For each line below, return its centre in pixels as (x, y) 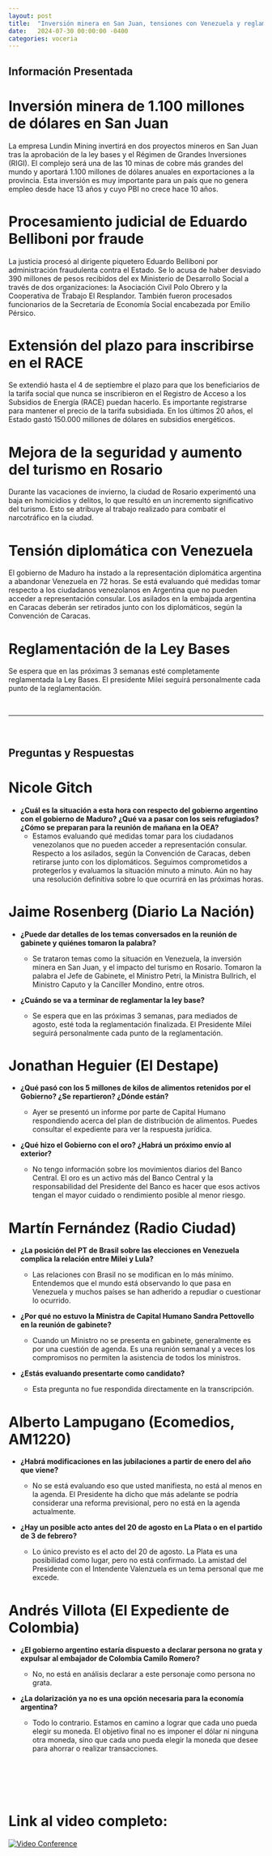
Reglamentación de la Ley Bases (119, 649)
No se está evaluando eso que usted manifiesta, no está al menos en (147, 1486)
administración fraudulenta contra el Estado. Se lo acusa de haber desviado (135, 270)
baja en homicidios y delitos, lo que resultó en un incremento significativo (131, 501)
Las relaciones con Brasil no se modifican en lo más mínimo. (133, 1275)
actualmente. (54, 1512)
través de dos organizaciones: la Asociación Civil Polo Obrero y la (118, 287)
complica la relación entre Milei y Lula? (87, 1259)
